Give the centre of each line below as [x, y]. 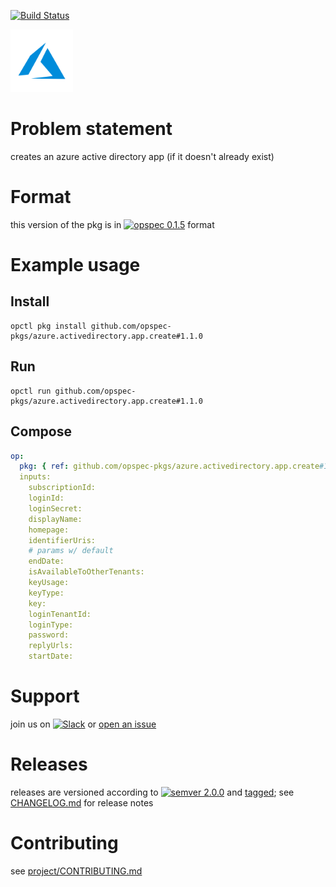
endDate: [46, 561]
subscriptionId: [62, 488]
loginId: [46, 498]
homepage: [49, 530]
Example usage [75, 265]
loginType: [51, 625]
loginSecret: [55, 508]
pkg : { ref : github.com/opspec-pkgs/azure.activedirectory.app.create [169, 466]
